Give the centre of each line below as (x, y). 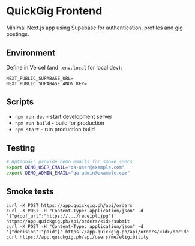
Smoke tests (30, 192)
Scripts (20, 102)
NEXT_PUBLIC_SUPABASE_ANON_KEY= (46, 83)
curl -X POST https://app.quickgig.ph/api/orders (70, 205)
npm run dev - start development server (64, 116)
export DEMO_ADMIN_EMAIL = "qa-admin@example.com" (68, 173)
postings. (18, 34)
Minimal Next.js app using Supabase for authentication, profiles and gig (94, 28)
